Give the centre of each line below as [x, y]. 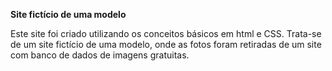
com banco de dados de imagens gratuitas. [100, 55]
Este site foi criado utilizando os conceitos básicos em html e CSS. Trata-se [166, 33]
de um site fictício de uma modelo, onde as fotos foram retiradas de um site [166, 44]
